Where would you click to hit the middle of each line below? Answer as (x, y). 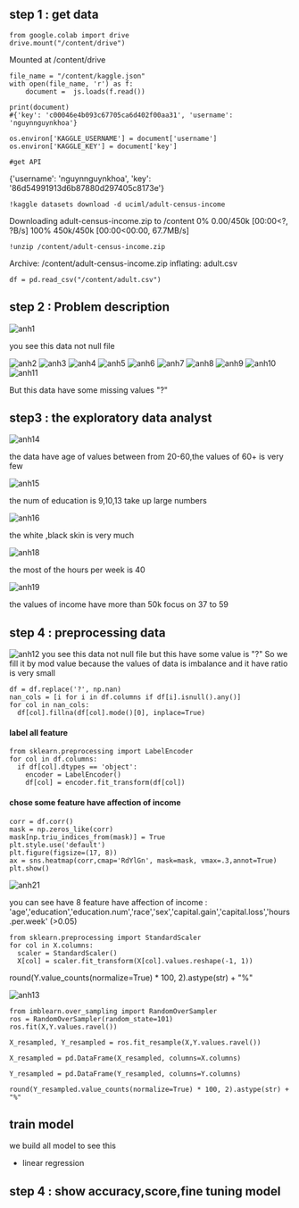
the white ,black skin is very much (72, 536)
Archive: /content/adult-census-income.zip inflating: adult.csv (124, 263)
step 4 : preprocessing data (87, 633)
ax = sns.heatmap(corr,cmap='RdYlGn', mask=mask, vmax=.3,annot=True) (143, 861)
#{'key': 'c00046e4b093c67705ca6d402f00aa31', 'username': (121, 115)
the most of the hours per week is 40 (77, 570)
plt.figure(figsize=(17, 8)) (63, 853)
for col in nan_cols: (50, 705)
